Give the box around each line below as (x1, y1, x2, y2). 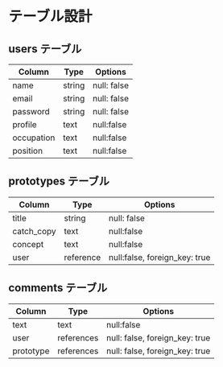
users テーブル (8, 42, 82, 56)
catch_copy (12, 225, 56, 237)
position (12, 146, 43, 156)
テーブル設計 (8, 7, 93, 26)
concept (12, 238, 44, 249)
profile (12, 119, 38, 130)
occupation (12, 132, 56, 143)
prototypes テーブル (8, 175, 110, 188)
